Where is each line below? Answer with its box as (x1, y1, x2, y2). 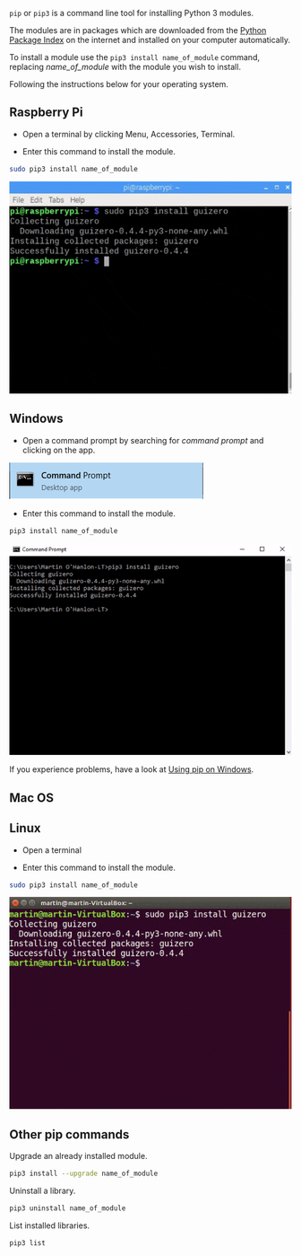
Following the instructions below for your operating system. (9, 79, 228, 89)
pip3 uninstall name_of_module (9, 1204, 126, 1213)
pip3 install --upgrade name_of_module (9, 1169, 159, 1179)
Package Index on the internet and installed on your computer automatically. (9, 35, 291, 45)
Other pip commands (9, 1127, 130, 1142)
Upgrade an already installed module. (9, 1151, 148, 1162)
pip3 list (9, 1239, 47, 1248)
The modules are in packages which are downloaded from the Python (9, 25, 267, 35)
